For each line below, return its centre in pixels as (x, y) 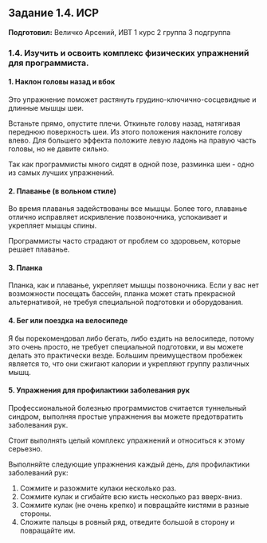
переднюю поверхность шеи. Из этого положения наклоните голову (126, 131)
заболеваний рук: (38, 472)
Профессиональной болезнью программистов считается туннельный (128, 408)
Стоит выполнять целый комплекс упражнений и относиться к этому (127, 440)
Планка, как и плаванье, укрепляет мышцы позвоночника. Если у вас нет (133, 285)
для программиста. (49, 63)
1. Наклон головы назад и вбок (62, 82)
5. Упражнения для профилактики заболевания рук (99, 390)
